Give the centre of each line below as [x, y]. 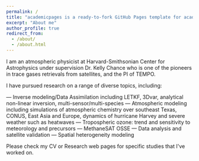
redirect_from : [25, 34]
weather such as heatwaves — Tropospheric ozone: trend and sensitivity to [98, 122]
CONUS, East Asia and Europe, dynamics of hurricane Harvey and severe [96, 115]
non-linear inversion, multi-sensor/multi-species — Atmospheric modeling [97, 103]
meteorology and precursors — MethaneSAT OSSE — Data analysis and [94, 128]
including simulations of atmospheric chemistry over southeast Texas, [92, 110]
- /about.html [29, 45]
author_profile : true [33, 28]
